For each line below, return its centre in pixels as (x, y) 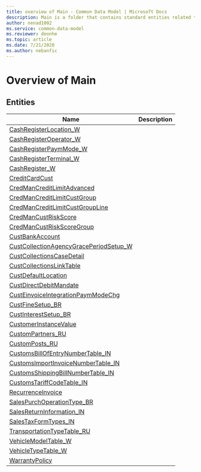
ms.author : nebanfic (32, 51)
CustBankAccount (35, 236)
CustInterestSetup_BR (40, 314)
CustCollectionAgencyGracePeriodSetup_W (71, 246)
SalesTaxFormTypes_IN (42, 421)
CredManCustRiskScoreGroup (52, 226)
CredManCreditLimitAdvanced (52, 187)
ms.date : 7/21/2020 (31, 46)
